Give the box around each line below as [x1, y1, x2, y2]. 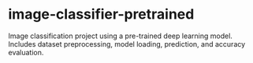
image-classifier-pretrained [8, 5, 195, 23]
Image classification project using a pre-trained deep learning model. [8, 31, 233, 40]
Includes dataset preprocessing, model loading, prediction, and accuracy [8, 39, 246, 48]
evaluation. [8, 47, 44, 57]
